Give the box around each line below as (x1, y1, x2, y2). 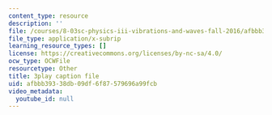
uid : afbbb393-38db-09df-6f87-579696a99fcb (8, 79, 158, 87)
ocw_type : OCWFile (8, 57, 70, 66)
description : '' (8, 19, 63, 28)
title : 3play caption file (8, 72, 100, 80)
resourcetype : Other (8, 65, 79, 73)
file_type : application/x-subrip (8, 34, 121, 43)
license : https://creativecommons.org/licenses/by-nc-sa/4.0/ (8, 49, 223, 57)
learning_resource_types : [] (8, 42, 107, 50)
